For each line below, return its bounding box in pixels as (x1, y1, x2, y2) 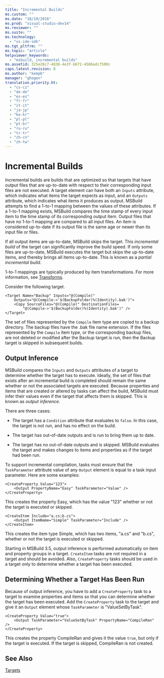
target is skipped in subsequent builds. (5, 340, 83, 346)
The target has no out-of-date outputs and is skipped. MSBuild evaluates (12, 441, 160, 447)
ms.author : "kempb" (5, 71, 45, 76)
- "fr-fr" (9, 99, 29, 104)
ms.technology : (5, 35, 36, 40)
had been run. (12, 452, 41, 458)
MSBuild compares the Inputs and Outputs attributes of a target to (5, 367, 139, 373)
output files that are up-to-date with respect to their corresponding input (5, 182, 152, 188)
